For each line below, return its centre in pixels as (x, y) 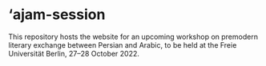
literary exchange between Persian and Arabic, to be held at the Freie (123, 45)
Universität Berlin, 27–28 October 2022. (74, 53)
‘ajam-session (57, 15)
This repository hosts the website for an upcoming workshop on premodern (133, 37)
